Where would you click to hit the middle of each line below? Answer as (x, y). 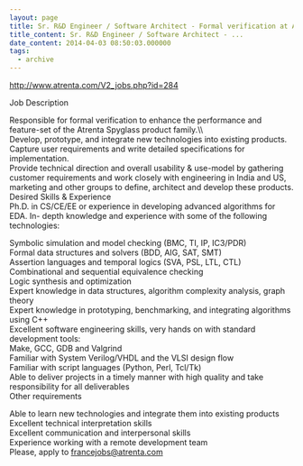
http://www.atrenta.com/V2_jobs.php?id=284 (94, 85)
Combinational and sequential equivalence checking (106, 272)
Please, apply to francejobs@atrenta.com (87, 452)
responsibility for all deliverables (69, 387)
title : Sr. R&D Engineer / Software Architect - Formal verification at (149, 26)
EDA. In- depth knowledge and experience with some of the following (138, 216)
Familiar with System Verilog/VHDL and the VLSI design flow (122, 358)
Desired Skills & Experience (60, 196)
